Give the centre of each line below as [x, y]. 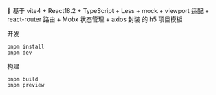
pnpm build [23, 79]
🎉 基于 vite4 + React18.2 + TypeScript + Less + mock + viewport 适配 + [108, 11]
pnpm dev [20, 53]
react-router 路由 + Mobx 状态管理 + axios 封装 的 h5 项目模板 [95, 19]
